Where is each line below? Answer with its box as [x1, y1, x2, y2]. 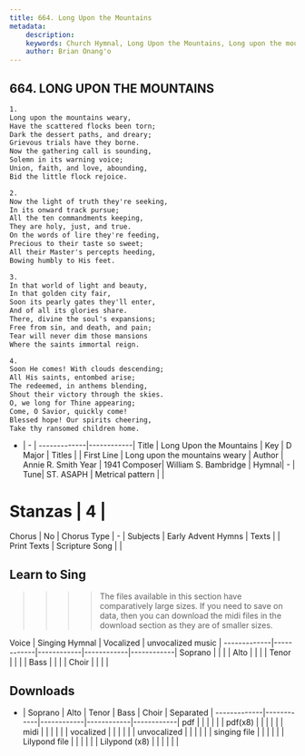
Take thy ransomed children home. [9, 424, 141, 433]
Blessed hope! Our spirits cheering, [9, 415, 152, 425]
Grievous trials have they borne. [9, 138, 141, 148]
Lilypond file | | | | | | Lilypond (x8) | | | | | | [22, 736, 180, 747]
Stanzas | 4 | [9, 501, 107, 522]
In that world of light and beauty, [9, 280, 148, 290]
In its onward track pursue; [9, 205, 120, 214]
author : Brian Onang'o [25, 47, 112, 56]
